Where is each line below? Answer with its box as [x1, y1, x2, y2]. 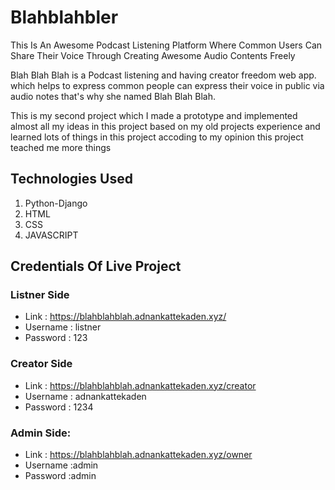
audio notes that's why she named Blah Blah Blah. [10, 90, 217, 102]
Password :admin [24, 470, 97, 482]
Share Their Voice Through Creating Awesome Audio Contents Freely [10, 49, 296, 61]
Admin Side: [10, 426, 72, 440]
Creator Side [10, 357, 73, 371]
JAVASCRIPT [24, 229, 79, 241]
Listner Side [10, 288, 70, 302]
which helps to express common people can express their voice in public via [10, 79, 325, 91]
